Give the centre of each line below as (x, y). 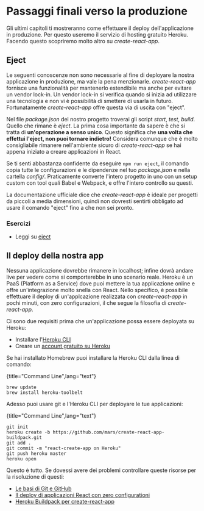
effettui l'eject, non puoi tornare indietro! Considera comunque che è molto (102, 138)
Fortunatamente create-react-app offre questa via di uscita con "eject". (96, 107)
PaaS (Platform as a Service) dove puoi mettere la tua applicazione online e (101, 283)
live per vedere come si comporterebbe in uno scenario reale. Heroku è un (100, 277)
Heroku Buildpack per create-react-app (65, 501)
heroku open (21, 459)
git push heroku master (37, 453)
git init (17, 427)
